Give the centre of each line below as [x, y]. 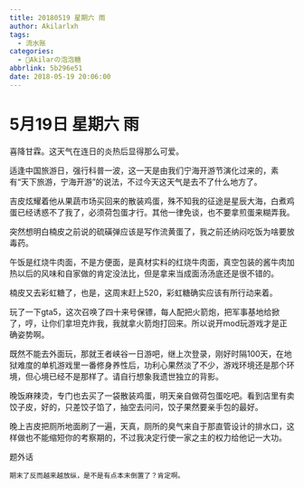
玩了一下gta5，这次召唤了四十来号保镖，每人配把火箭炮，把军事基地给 [141, 311]
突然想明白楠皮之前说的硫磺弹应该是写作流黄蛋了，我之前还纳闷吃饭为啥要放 [152, 231]
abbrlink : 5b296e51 [46, 69]
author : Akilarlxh [44, 26]
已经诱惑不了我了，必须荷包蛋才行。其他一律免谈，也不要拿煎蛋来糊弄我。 [156, 212]
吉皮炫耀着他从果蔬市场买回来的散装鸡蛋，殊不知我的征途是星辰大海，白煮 [148, 201]
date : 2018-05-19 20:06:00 [60, 77]
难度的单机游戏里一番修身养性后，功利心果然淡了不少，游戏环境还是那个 [152, 365]
